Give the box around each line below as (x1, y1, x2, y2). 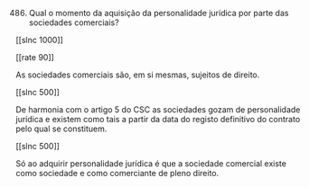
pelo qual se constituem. (15, 123, 108, 134)
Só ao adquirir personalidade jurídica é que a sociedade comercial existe (15, 158, 286, 169)
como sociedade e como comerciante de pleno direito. (15, 168, 220, 178)
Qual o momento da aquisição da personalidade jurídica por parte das (28, 8, 289, 18)
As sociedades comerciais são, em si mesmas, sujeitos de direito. (15, 69, 260, 80)
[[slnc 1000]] (15, 35, 63, 45)
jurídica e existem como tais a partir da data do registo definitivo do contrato (15, 114, 301, 124)
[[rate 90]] (15, 52, 54, 62)
